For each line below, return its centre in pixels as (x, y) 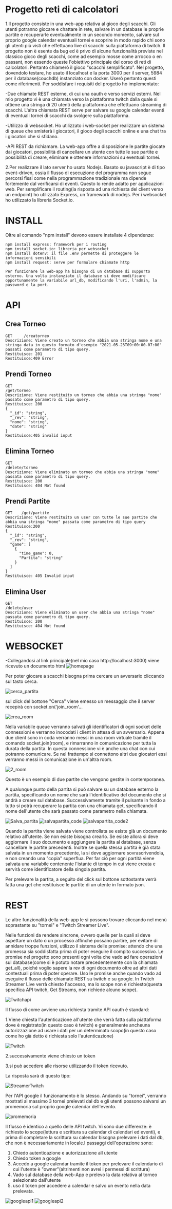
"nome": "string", (30, 422)
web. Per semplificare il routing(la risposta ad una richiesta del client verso (84, 189)
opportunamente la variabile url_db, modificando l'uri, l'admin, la (81, 280)
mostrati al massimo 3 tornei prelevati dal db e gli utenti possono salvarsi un (86, 1101)
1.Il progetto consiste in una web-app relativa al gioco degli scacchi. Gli (80, 24)
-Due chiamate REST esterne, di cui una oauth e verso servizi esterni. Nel (83, 94)
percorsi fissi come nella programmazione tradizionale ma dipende (76, 178)
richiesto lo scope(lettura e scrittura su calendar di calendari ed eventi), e (83, 1132)
